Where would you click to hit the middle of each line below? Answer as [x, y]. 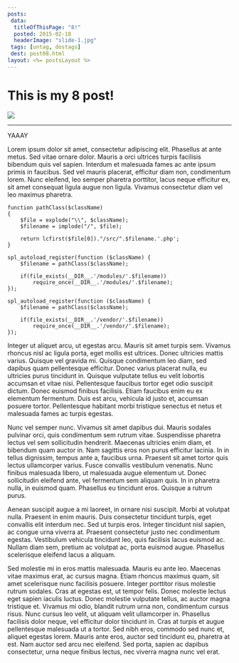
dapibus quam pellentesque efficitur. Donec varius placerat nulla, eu [107, 368]
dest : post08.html [38, 54]
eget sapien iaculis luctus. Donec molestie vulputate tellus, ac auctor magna [119, 598]
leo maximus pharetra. [40, 194]
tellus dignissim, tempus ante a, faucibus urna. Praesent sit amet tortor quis [118, 457]
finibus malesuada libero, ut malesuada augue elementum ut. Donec [107, 473]
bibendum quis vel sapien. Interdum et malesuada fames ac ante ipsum [112, 164]
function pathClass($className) [55, 207]
